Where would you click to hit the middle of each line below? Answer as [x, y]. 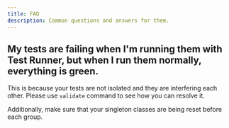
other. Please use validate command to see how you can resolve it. [106, 95]
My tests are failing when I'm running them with [115, 49]
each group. [25, 117]
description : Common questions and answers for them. [89, 21]
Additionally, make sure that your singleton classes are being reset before [114, 110]
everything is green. [53, 71]
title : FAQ [23, 14]
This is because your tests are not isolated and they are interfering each [112, 88]
